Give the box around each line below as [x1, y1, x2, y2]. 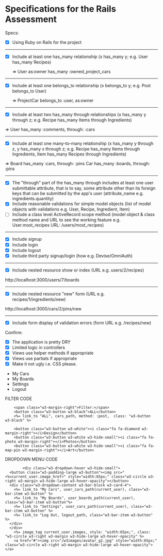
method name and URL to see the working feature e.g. [12, 217, 121, 223]
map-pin [5, 448, 21, 453]
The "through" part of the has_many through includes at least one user [12, 180, 154, 186]
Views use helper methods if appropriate [12, 350, 94, 356]
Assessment [5, 14, 57, 25]
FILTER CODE [5, 396, 33, 402]
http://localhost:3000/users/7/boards [5, 277, 80, 283]
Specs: [5, 30, 19, 36]
